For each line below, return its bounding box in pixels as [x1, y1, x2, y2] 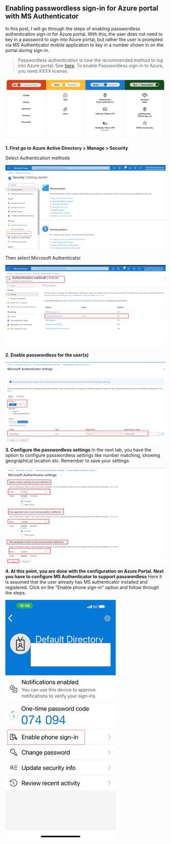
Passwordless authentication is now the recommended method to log [17, 57, 163, 63]
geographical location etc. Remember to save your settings [5, 458, 129, 464]
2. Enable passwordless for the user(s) [5, 351, 89, 358]
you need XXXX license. [17, 68, 69, 74]
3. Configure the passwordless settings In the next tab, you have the [5, 447, 152, 453]
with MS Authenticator [5, 12, 79, 21]
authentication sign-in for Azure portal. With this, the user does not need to [5, 31, 163, 37]
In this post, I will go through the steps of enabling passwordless [5, 25, 140, 32]
